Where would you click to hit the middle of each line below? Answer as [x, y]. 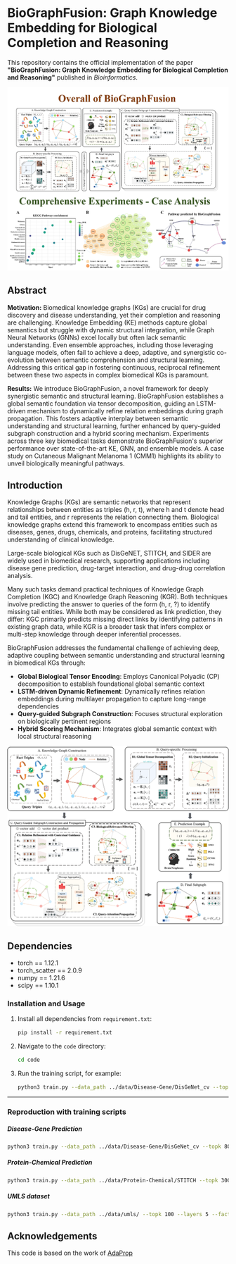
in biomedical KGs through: [46, 663]
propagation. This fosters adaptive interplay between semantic [98, 418]
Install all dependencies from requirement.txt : [85, 1019]
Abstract [27, 290]
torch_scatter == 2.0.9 [50, 970]
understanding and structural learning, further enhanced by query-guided [114, 426]
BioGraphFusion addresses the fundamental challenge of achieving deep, [113, 648]
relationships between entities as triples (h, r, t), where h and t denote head [116, 510]
